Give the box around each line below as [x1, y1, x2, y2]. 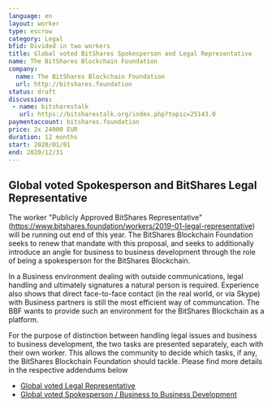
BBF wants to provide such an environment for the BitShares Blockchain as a [8, 306, 265, 316]
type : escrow [8, 27, 53, 35]
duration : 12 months [8, 133, 79, 141]
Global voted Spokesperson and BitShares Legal [8, 178, 257, 192]
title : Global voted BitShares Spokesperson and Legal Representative [8, 50, 253, 58]
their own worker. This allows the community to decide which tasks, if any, [8, 348, 258, 358]
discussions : [8, 95, 53, 103]
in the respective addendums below [8, 365, 128, 375]
